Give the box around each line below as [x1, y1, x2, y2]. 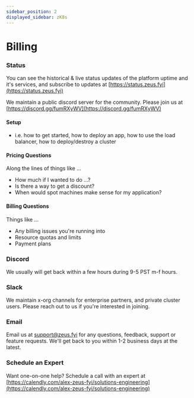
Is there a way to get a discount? [14, 182, 95, 190]
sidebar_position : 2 [6, 8, 58, 15]
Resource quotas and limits [14, 233, 81, 241]
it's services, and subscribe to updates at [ [6, 81, 111, 88]
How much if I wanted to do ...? [14, 176, 91, 184]
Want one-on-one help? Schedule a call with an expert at [6, 372, 146, 379]
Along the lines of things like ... [6, 165, 82, 172]
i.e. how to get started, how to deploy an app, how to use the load [14, 132, 176, 139]
